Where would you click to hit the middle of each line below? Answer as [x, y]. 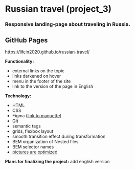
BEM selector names [33, 147]
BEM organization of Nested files [45, 141]
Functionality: [20, 61]
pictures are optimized [35, 152]
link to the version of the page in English [53, 86]
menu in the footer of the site [41, 81]
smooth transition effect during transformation [59, 136]
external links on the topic [38, 71]
